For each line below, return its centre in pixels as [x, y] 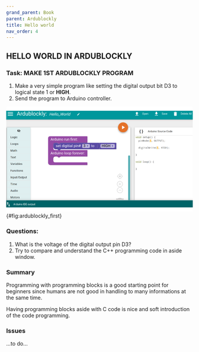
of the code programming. [38, 316]
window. [25, 257]
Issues [16, 331]
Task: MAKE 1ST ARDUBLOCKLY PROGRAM [70, 73]
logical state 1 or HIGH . [43, 92]
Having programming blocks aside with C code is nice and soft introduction [98, 309]
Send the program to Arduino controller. [63, 98]
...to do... [17, 344]
